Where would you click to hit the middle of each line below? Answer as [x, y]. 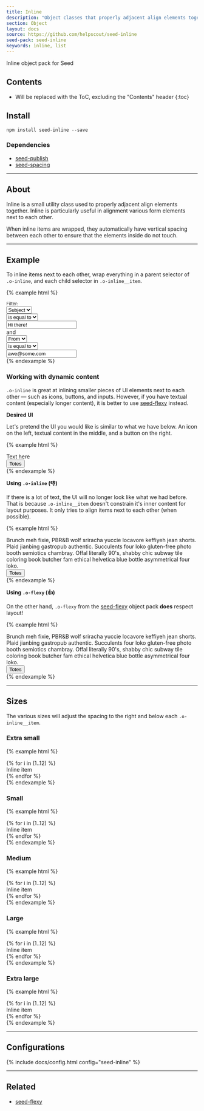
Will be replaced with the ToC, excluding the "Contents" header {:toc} [102, 97]
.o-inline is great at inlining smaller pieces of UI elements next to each [96, 390]
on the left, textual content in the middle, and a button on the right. [89, 433]
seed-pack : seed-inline [36, 40]
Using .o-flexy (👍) [31, 592]
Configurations [36, 1048]
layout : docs [23, 29]
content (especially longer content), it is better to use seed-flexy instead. [97, 403]
